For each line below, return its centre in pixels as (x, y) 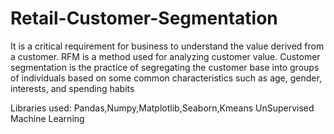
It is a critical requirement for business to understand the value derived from (167, 46)
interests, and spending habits (72, 88)
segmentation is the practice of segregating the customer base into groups (165, 67)
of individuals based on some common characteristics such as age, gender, (166, 78)
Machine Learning (47, 118)
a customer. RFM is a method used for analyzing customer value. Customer (165, 56)
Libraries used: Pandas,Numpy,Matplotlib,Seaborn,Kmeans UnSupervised (162, 108)
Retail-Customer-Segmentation (144, 18)
